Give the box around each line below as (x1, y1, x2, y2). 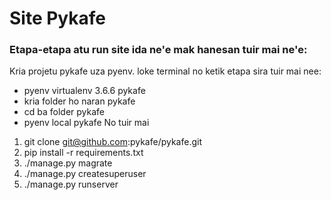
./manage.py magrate (23, 157, 113, 169)
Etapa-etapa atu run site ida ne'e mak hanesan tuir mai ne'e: (9, 43, 308, 57)
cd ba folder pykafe (23, 106, 106, 118)
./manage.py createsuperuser (23, 168, 147, 180)
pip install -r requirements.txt (23, 147, 144, 159)
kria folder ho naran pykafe (23, 95, 136, 107)
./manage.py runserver (23, 178, 119, 191)
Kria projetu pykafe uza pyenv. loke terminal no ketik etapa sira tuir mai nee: (9, 65, 322, 77)
